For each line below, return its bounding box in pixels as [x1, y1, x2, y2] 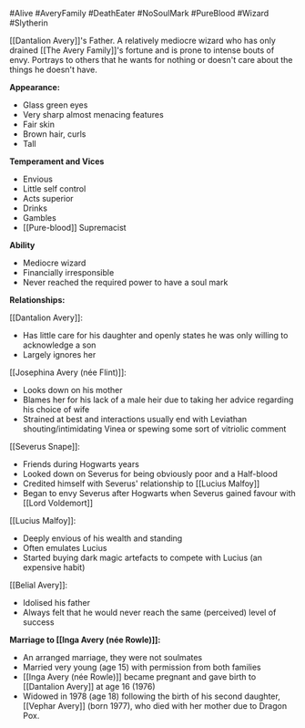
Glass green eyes [22, 99, 88, 110]
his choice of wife [22, 404, 90, 414]
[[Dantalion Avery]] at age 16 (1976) [22, 681, 157, 692]
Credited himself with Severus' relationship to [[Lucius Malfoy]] [22, 478, 260, 489]
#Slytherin [9, 17, 48, 28]
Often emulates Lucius [22, 543, 107, 553]
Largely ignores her [22, 349, 97, 359]
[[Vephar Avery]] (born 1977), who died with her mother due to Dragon [22, 701, 288, 711]
